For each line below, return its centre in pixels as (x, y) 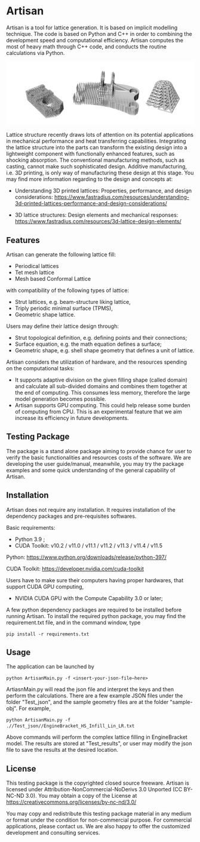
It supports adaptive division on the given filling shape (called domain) (101, 380)
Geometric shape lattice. (45, 315)
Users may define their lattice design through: (63, 326)
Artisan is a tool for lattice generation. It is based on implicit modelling (92, 27)
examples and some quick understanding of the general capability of (91, 470)
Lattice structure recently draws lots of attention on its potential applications (100, 135)
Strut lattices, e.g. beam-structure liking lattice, (73, 302)
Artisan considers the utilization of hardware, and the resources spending (96, 362)
